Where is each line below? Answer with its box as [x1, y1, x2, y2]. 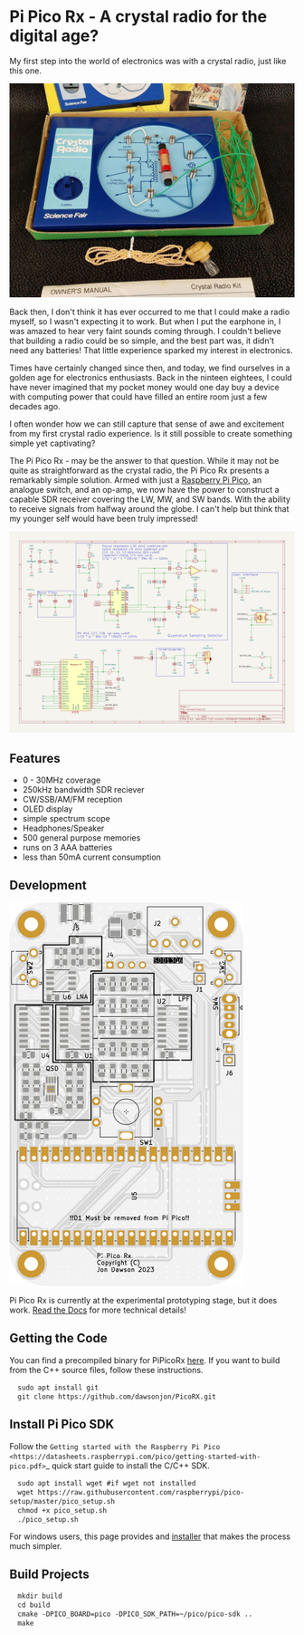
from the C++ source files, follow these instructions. [9, 1364, 204, 1375]
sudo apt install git [17, 1383, 100, 1392]
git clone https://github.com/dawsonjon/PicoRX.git [17, 1392, 217, 1401]
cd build [17, 1601, 51, 1610]
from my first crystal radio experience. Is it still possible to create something [9, 428, 293, 438]
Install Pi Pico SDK [9, 1417, 115, 1432]
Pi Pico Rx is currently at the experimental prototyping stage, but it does [9, 1294, 278, 1305]
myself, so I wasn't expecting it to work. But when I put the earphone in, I [9, 315, 281, 327]
